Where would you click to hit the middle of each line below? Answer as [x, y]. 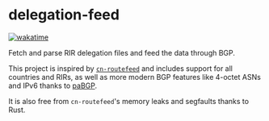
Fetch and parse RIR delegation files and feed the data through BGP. [122, 52]
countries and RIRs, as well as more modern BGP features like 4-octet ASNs [134, 77]
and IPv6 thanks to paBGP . [53, 86]
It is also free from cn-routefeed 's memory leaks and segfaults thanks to [128, 101]
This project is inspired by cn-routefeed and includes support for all [120, 68]
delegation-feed [64, 15]
